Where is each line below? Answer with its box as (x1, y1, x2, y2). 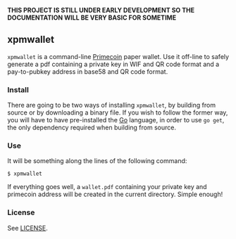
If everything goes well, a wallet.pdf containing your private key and (7, 183, 207, 191)
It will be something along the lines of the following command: (7, 157, 187, 165)
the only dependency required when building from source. (7, 123, 176, 132)
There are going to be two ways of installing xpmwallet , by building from (7, 101, 216, 110)
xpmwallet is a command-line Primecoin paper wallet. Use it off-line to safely (7, 52, 230, 60)
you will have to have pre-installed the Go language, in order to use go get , (7, 116, 225, 124)
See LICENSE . (7, 224, 48, 232)
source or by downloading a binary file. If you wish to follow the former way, (7, 108, 228, 117)
